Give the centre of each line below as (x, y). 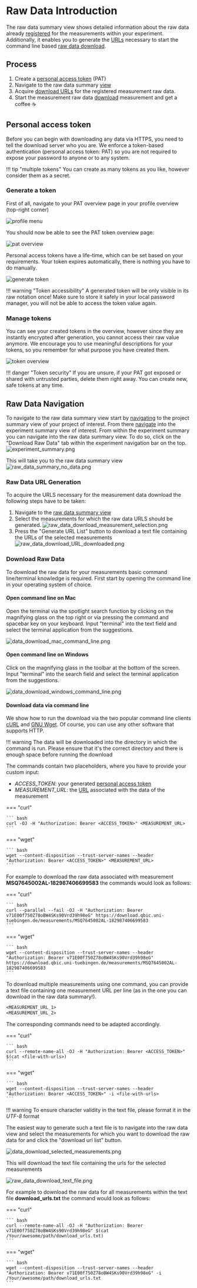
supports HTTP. (25, 731)
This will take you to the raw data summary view (64, 460)
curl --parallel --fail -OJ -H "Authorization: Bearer (75, 911)
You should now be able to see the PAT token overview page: (80, 232)
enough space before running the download (59, 755)
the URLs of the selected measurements (63, 537)
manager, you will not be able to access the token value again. (81, 303)
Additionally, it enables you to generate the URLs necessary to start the (92, 39)
